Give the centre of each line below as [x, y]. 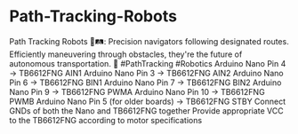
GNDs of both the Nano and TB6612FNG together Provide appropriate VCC [147, 110]
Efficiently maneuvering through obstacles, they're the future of [126, 54]
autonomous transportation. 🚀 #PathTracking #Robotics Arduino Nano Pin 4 [148, 63]
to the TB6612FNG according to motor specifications [106, 120]
